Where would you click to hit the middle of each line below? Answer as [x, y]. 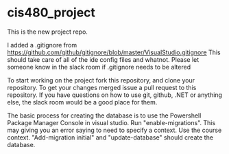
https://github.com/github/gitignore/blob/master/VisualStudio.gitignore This [114, 52]
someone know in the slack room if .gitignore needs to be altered [99, 67]
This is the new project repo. [47, 32]
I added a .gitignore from [42, 45]
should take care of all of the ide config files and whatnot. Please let [103, 59]
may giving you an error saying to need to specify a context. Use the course [114, 130]
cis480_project [51, 13]
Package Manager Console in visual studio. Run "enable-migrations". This [111, 122]
